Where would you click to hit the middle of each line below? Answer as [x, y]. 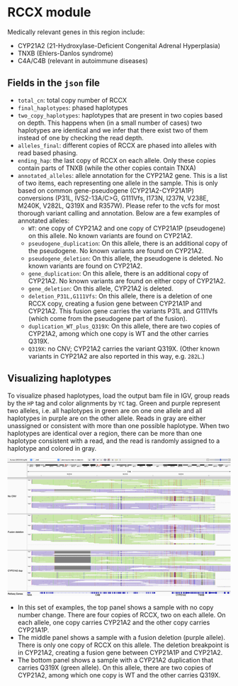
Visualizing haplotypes [59, 379]
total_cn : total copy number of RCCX [72, 100]
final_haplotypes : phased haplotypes [73, 108]
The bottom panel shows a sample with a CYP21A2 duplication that [115, 660]
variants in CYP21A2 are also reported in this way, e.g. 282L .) [117, 356]
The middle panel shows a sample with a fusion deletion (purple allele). [121, 637]
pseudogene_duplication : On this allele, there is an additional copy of [128, 243]
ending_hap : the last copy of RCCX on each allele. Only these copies [117, 160]
